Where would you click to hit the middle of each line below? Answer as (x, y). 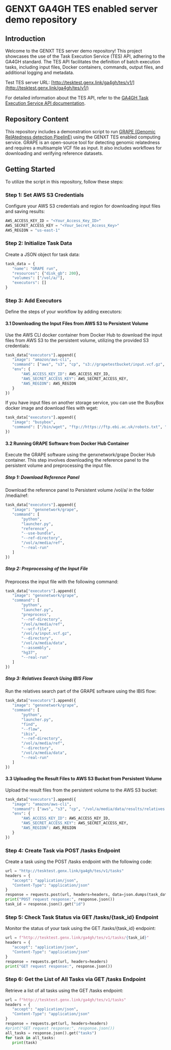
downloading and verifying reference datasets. (54, 153)
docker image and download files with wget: (52, 408)
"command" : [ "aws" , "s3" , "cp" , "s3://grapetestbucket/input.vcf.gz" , (89, 365)
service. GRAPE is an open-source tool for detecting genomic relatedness (83, 142)
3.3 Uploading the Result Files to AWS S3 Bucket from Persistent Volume (83, 779)
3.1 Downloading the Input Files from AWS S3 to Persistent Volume (77, 323)
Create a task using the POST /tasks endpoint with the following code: (79, 862)
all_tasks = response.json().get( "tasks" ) (51, 1033)
